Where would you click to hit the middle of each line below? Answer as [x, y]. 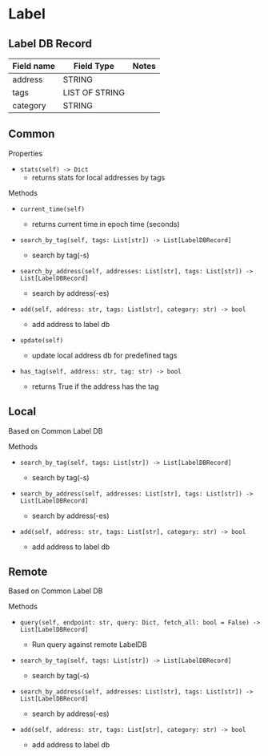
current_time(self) [52, 209]
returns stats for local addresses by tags [98, 177]
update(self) [42, 340]
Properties [26, 153]
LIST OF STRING [94, 93]
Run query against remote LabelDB [89, 645]
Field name [34, 66]
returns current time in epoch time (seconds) [106, 224]
